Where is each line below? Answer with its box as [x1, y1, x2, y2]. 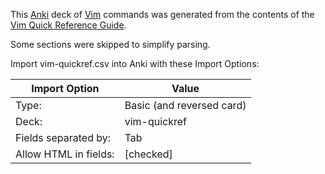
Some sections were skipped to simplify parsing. [10, 39, 211, 50]
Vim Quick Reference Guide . [10, 19, 127, 31]
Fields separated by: [15, 131, 112, 144]
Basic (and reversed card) [124, 99, 247, 112]
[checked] [124, 147, 173, 161]
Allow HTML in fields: [15, 147, 115, 161]
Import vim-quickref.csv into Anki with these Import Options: [10, 58, 260, 69]
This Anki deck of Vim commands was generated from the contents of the [10, 9, 315, 20]
